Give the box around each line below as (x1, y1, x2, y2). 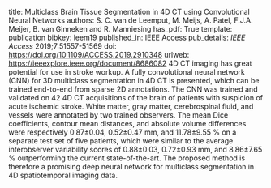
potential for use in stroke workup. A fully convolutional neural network (8, 67, 246, 76)
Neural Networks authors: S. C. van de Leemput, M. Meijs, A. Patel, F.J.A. (8, 15, 253, 25)
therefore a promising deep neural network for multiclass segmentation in (8, 162, 255, 171)
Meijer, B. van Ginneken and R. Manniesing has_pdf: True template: (8, 24, 233, 33)
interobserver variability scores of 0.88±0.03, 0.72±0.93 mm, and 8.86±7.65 (8, 145, 263, 154)
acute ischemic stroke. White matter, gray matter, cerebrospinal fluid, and (8, 101, 254, 111)
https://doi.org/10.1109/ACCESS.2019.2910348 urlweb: (8, 50, 190, 59)
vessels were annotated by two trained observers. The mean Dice (8, 110, 229, 120)
